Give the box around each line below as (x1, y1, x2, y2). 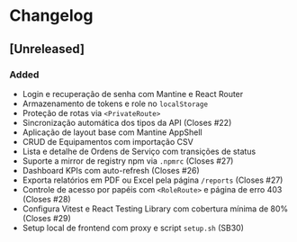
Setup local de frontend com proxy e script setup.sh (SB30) (22, 222, 245, 233)
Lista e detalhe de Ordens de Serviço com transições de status (22, 146, 256, 157)
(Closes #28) (22, 193, 71, 204)
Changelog (9, 5, 94, 26)
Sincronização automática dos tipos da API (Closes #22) (22, 117, 232, 128)
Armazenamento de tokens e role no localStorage (22, 98, 209, 109)
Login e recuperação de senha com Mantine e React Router (22, 88, 244, 99)
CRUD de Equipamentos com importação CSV (22, 136, 193, 147)
